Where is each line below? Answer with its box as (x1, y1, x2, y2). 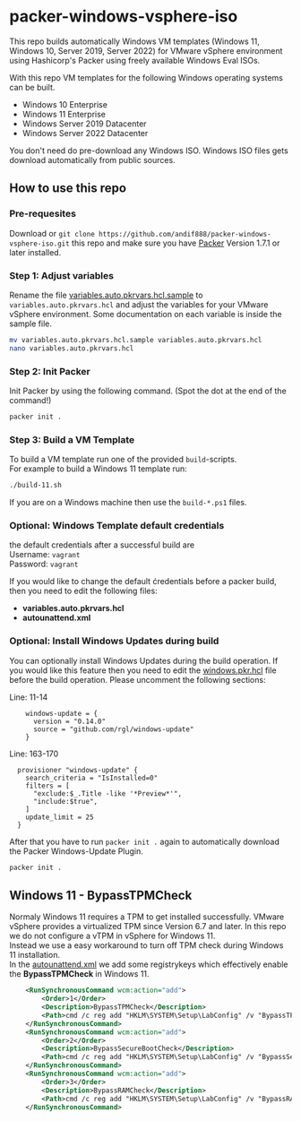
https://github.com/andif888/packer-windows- (98, 229, 271, 238)
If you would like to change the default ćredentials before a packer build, (9, 576, 278, 587)
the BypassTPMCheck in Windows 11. (9, 969, 150, 979)
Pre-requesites (9, 208, 76, 220)
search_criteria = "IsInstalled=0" (25, 773, 159, 782)
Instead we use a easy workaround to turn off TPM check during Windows (9, 940, 284, 951)
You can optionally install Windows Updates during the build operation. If (9, 655, 279, 666)
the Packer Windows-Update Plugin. (9, 845, 143, 857)
